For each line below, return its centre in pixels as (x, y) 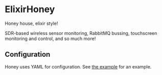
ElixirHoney (30, 9)
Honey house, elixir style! (31, 23)
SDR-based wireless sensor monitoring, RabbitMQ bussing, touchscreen (81, 33)
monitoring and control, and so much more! (50, 39)
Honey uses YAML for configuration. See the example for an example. (78, 66)
